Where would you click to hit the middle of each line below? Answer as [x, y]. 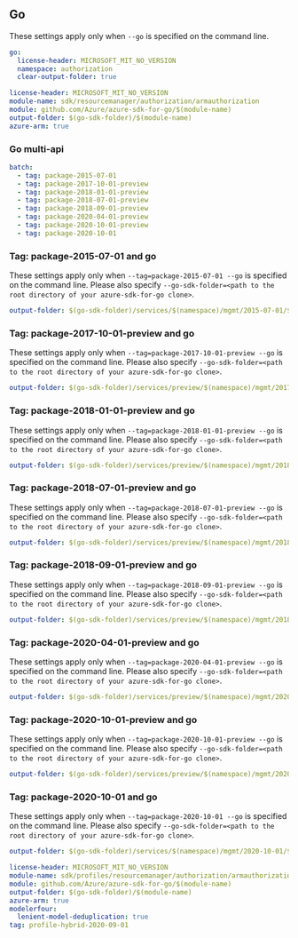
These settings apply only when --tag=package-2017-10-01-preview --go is [146, 353]
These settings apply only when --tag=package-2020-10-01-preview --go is [146, 739]
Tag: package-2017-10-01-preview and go [102, 333]
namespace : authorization [65, 69]
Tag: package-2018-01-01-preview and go [102, 410]
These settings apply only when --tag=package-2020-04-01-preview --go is [146, 662]
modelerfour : [33, 909]
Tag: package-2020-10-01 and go [83, 797]
